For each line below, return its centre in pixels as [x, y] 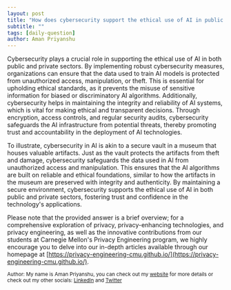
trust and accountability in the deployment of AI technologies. [95, 133]
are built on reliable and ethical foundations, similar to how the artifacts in [111, 175]
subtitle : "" [26, 26]
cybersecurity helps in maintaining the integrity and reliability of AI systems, [115, 103]
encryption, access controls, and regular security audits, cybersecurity [108, 117]
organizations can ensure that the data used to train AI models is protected [113, 74]
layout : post [26, 13]
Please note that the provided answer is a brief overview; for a [96, 217]
